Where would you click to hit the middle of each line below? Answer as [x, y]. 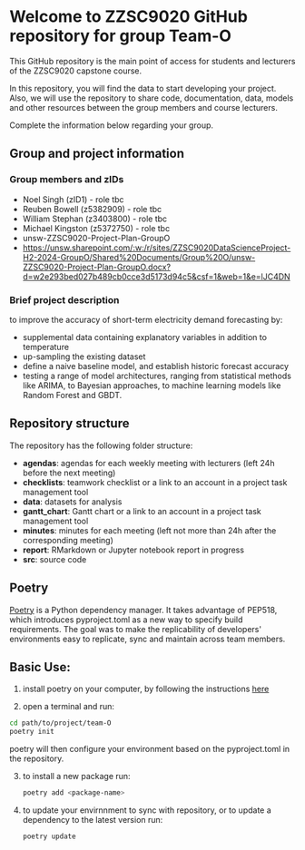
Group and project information [97, 154]
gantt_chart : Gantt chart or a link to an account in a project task [142, 511]
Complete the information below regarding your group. [112, 125]
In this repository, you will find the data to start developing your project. [143, 88]
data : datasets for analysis [72, 502]
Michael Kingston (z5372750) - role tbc [96, 228]
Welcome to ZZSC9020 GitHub [128, 17]
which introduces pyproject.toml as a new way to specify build [126, 620]
